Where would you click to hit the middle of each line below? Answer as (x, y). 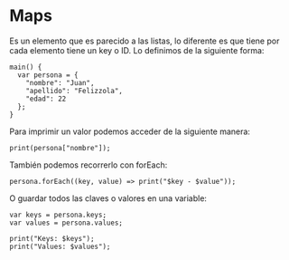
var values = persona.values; (66, 223)
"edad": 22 (46, 99)
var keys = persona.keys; (58, 215)
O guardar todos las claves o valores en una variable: (108, 198)
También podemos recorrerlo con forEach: (89, 165)
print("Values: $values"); (60, 246)
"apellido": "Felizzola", (75, 91)
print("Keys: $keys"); (52, 238)
